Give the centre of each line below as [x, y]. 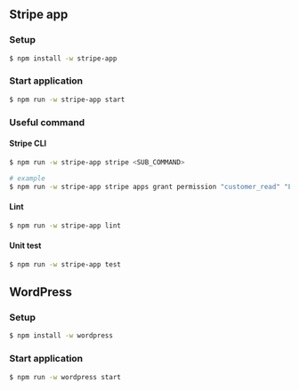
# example [28, 178]
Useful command [47, 122]
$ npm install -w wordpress [61, 336]
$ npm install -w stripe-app [63, 58]
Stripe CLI [28, 143]
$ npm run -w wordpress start [65, 377]
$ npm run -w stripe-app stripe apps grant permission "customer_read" [145, 187]
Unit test [25, 246]
